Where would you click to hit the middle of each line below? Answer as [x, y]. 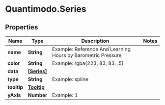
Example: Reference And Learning [92, 49]
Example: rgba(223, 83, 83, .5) [88, 63]
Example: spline [70, 79]
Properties [22, 27]
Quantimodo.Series [46, 9]
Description [95, 41]
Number [38, 95]
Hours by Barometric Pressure [87, 55]
